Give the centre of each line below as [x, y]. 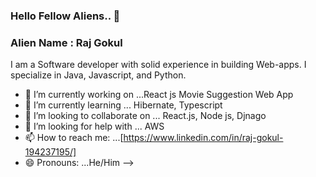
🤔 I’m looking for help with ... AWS [94, 126]
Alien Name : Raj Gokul [66, 42]
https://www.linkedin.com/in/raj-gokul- [203, 138]
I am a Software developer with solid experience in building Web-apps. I [158, 65]
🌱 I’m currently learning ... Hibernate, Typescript [123, 105]
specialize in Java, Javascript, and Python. [98, 75]
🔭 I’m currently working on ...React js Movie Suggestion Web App [159, 95]
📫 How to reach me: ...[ [74, 138]
